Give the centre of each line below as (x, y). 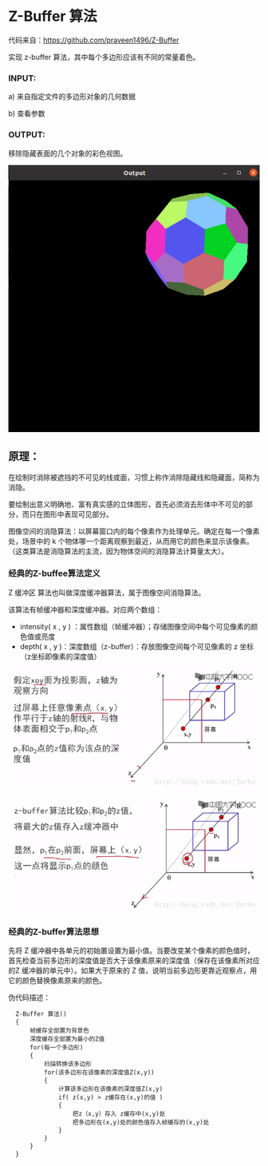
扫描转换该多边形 (67, 1064)
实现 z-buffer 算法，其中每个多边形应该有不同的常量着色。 (104, 57)
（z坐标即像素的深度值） (60, 656)
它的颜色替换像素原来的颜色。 (57, 981)
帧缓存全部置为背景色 (59, 1031)
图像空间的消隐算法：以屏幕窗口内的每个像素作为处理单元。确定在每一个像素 (134, 531)
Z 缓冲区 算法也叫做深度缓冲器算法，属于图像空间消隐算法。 (107, 593)
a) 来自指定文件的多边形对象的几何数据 (72, 97)
